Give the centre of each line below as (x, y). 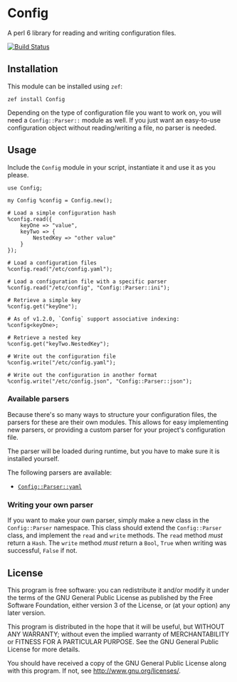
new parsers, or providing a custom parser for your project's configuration (116, 430)
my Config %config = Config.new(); (60, 200)
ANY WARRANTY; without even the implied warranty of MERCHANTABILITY (118, 634)
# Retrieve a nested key (44, 337)
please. (18, 175)
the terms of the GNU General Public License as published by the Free (110, 597)
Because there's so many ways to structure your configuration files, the (112, 414)
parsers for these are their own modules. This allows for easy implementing (118, 422)
